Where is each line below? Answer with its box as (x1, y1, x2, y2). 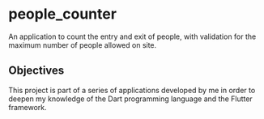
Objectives (8, 64, 65, 78)
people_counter (8, 5, 117, 23)
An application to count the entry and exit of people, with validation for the (8, 32, 257, 41)
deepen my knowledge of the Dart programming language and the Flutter (8, 94, 253, 104)
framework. (8, 102, 47, 112)
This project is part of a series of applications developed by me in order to (8, 85, 256, 95)
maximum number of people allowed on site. (8, 40, 157, 49)
